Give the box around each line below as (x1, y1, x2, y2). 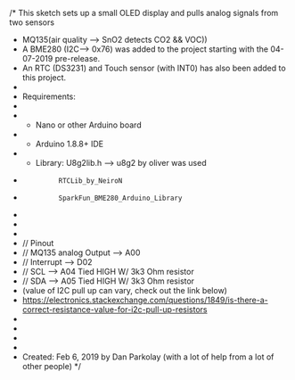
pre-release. (54, 54, 101, 63)
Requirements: (21, 91, 76, 102)
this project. (21, 72, 67, 83)
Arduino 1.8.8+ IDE (35, 138, 104, 149)
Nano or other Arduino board (35, 120, 142, 130)
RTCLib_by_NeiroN (58, 177, 123, 186)
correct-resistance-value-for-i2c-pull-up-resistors (21, 304, 208, 315)
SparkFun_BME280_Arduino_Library (58, 194, 183, 202)
